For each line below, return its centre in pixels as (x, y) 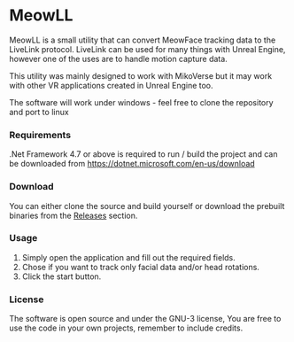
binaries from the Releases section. (73, 215)
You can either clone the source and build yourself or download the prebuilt (147, 206)
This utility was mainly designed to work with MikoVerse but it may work (141, 75)
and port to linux (39, 112)
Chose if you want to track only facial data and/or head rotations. (140, 267)
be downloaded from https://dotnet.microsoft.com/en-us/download (132, 164)
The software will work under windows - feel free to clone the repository (141, 102)
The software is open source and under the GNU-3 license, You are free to (145, 319)
